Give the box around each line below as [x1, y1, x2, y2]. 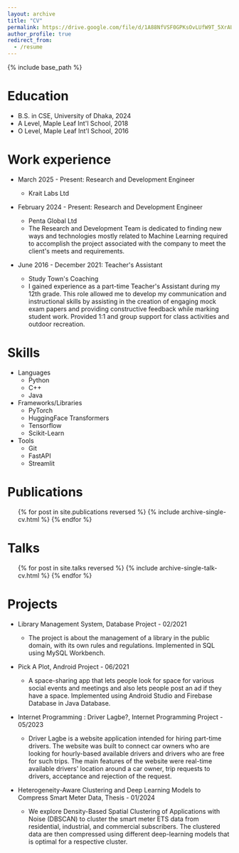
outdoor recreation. [28, 320, 85, 328]
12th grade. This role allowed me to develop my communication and [28, 289, 227, 298]
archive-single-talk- [159, 563, 218, 572]
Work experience [7, 152, 112, 168]
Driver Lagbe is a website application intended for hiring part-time [28, 734, 222, 743]
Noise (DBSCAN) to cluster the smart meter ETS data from [28, 815, 199, 823]
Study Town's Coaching [28, 274, 99, 283]
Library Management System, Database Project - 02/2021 [17, 619, 187, 628]
